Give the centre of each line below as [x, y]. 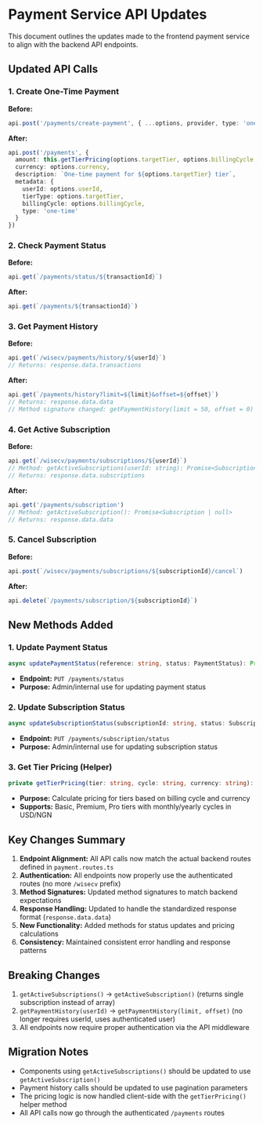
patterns [33, 951]
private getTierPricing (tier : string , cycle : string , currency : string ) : [131, 783]
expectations [40, 900]
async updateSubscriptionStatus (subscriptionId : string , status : [117, 724]
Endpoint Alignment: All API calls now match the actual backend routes [135, 859]
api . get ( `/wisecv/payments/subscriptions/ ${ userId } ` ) [98, 461]
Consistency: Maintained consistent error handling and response [125, 942]
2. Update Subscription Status [67, 707]
